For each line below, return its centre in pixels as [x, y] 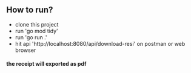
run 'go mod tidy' [37, 31]
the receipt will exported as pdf [46, 64]
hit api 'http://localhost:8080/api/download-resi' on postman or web [100, 43]
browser [25, 50]
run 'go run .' [31, 37]
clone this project [37, 24]
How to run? [30, 10]
